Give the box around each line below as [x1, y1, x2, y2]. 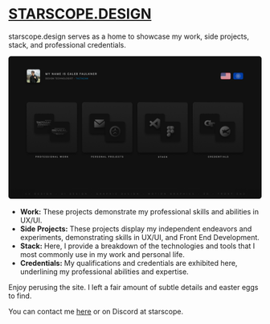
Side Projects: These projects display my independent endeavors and [19, 224, 252, 234]
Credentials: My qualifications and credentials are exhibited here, [19, 259, 238, 268]
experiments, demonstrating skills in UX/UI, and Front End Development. [19, 233, 260, 243]
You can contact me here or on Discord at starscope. [8, 307, 184, 317]
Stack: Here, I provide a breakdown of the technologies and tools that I [19, 241, 256, 251]
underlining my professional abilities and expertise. [19, 267, 189, 276]
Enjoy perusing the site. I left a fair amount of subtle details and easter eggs [8, 283, 259, 293]
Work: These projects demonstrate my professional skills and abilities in [19, 207, 260, 217]
